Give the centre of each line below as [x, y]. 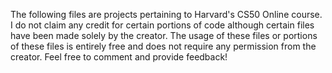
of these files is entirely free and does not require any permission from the [163, 46]
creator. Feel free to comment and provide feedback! [119, 57]
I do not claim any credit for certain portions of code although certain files [162, 25]
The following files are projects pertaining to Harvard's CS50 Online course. [166, 14]
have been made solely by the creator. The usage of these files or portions [164, 35]
